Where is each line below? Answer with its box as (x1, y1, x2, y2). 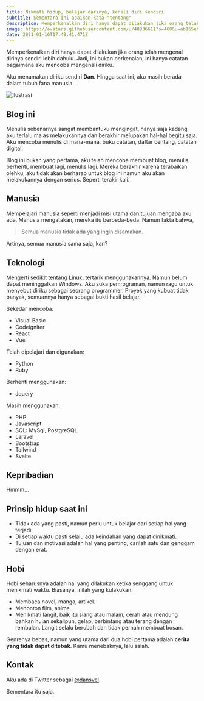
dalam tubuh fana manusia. (6, 80, 75, 87)
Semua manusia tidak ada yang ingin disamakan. (21, 228, 144, 235)
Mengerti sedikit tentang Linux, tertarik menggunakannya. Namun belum (6, 274, 188, 281)
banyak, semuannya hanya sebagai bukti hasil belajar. (6, 293, 141, 301)
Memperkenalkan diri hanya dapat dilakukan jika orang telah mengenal (6, 48, 183, 55)
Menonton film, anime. (15, 605, 72, 611)
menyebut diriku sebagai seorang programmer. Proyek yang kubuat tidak (6, 286, 189, 294)
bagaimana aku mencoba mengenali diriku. (6, 62, 114, 69)
